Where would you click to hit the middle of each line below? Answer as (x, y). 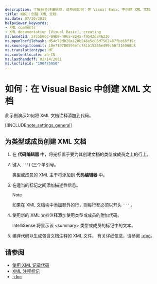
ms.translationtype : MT (29, 50)
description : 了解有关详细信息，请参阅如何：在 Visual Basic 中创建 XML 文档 (78, 9)
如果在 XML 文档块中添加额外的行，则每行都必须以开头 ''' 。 (73, 205)
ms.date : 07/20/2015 (26, 18)
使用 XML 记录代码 (31, 265)
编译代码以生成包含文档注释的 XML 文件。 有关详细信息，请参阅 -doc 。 (84, 236)
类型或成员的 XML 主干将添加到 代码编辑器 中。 (60, 174)
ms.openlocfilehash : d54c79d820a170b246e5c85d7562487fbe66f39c (70, 41)
